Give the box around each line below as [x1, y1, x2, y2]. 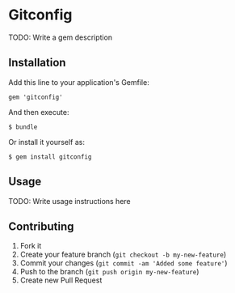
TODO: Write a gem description [8, 32, 113, 42]
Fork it [19, 241, 42, 251]
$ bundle [8, 123, 38, 131]
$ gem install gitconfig [8, 152, 92, 161]
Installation [8, 56, 66, 70]
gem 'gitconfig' [8, 93, 63, 101]
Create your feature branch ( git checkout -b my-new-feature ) [19, 249, 227, 260]
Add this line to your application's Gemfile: [8, 77, 149, 87]
